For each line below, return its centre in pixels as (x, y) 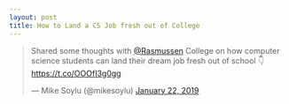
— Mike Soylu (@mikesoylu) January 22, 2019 (115, 90)
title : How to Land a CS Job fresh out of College (105, 26)
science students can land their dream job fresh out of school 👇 (147, 60)
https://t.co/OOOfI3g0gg (76, 73)
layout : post (33, 17)
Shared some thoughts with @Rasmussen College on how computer (156, 50)
